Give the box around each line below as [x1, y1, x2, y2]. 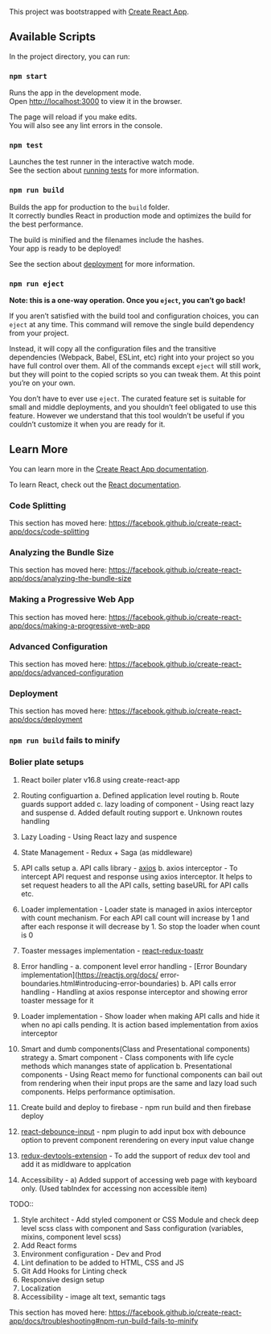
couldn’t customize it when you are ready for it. [9, 419, 166, 429]
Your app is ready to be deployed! [9, 243, 121, 253]
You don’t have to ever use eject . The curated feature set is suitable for [9, 394, 246, 403]
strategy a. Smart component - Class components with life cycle [20, 1052, 234, 1062]
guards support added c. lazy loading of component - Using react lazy [20, 799, 254, 808]
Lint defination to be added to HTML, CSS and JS [20, 1257, 184, 1267]
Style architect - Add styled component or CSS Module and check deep [20, 1215, 260, 1224]
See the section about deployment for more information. [9, 259, 195, 268]
